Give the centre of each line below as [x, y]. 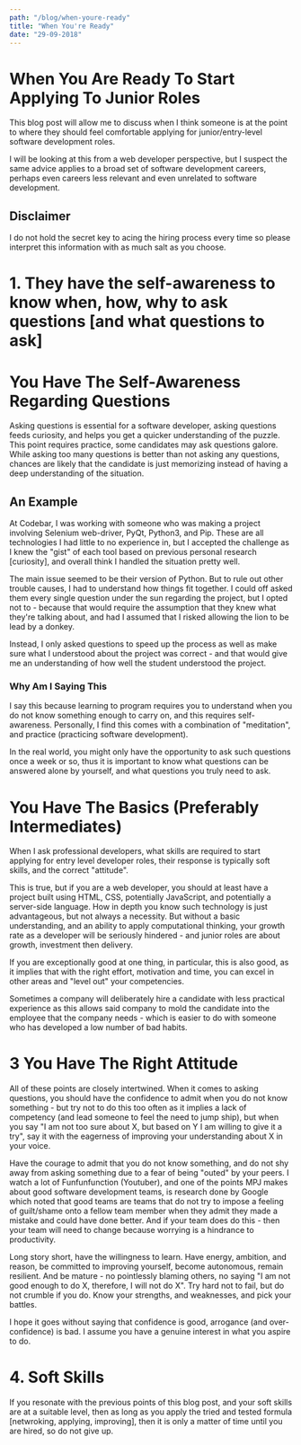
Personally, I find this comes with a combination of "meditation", [172, 725]
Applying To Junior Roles [105, 97]
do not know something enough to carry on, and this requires [123, 716]
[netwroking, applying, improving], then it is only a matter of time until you [146, 1422]
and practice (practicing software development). [99, 735]
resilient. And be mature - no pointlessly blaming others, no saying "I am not [150, 1276]
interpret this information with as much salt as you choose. [118, 247]
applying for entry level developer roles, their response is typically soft [140, 861]
